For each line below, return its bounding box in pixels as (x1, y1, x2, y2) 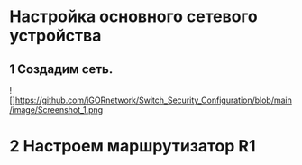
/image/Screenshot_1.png (9, 105, 104, 115)
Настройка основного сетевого (9, 6, 259, 27)
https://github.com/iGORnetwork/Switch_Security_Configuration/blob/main (14, 95, 293, 105)
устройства (9, 25, 102, 46)
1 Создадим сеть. (9, 61, 114, 77)
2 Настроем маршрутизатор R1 (9, 136, 256, 157)
